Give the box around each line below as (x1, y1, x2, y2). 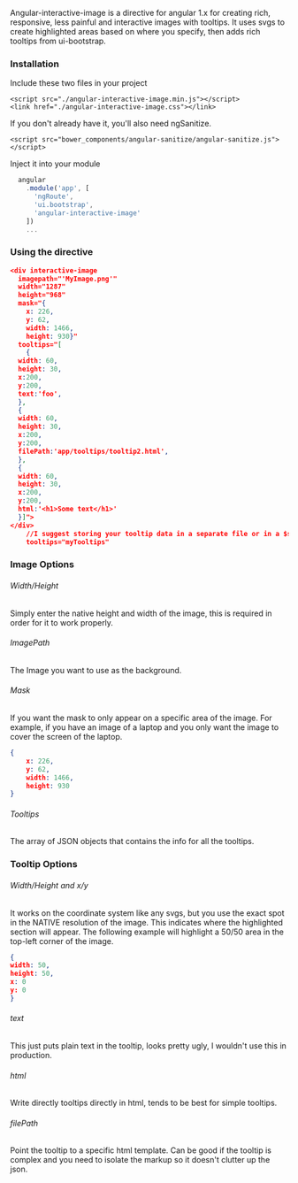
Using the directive (10, 246, 94, 258)
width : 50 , (10, 961, 50, 970)
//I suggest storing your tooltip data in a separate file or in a (26, 529, 280, 538)
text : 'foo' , (18, 389, 63, 398)
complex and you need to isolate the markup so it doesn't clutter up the (10, 1155, 271, 1165)
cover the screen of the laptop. (10, 732, 123, 741)
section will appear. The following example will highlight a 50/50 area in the (10, 926, 284, 937)
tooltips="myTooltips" (26, 537, 110, 547)
